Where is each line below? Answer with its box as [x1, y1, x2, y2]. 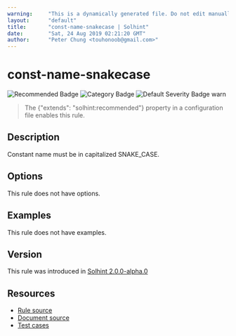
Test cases [17, 321, 49, 330]
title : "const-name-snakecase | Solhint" [7, 23, 150, 30]
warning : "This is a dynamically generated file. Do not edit [7, 10, 206, 18]
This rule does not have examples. [7, 228, 107, 236]
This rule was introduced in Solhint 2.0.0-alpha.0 [7, 267, 148, 276]
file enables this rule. [24, 111, 86, 119]
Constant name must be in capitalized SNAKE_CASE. [7, 150, 160, 158]
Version [7, 248, 42, 260]
